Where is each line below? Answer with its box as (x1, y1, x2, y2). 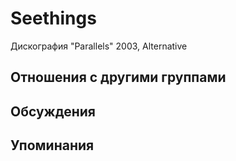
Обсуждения (10, 103, 96, 120)
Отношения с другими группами (10, 69, 227, 86)
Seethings (10, 7, 97, 30)
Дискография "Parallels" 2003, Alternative (10, 40, 188, 52)
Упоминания (10, 137, 95, 154)
